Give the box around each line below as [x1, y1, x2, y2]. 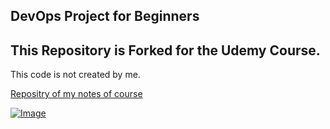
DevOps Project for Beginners [10, 8, 200, 25]
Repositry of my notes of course [10, 88, 143, 100]
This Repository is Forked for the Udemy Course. [10, 42, 321, 59]
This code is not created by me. [10, 69, 141, 81]
